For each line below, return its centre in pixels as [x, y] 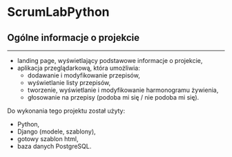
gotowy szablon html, [48, 139]
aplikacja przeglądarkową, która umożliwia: [78, 68]
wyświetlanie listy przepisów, [69, 83]
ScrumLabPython [58, 12]
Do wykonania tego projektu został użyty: [66, 111]
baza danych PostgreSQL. [54, 146]
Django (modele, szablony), [56, 131]
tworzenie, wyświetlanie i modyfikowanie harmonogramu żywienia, [123, 90]
